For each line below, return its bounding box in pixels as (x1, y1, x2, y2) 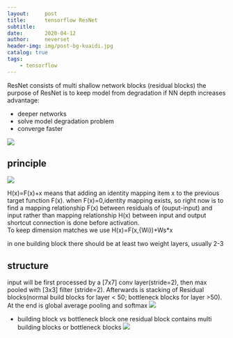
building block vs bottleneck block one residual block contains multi (17, 315, 212, 323)
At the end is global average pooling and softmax (7, 301, 148, 310)
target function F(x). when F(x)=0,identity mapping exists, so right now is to (7, 197, 224, 205)
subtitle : (7, 23, 36, 30)
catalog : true (7, 49, 49, 56)
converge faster (17, 124, 63, 132)
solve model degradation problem (17, 116, 115, 125)
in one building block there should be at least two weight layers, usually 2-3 (7, 240, 224, 248)
